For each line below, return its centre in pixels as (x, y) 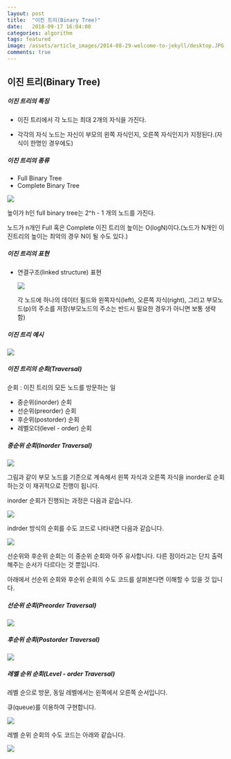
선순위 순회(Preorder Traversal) (52, 605)
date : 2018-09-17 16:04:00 (49, 26)
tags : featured (29, 40)
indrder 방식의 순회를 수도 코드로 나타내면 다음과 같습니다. (86, 528)
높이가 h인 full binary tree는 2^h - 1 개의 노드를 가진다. (81, 213)
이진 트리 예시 (25, 334)
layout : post (26, 14)
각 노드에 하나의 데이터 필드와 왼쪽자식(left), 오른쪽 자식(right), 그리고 (111, 300)
